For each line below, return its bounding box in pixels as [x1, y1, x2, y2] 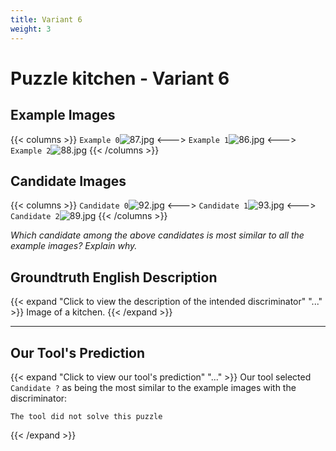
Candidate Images [10, 172, 127, 190]
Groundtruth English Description [10, 269, 218, 286]
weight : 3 [10, 24, 52, 34]
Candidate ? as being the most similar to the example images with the [10, 381, 297, 393]
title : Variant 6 [10, 14, 83, 25]
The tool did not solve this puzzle [10, 411, 163, 421]
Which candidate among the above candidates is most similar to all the [10, 229, 305, 241]
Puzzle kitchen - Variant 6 [10, 67, 230, 90]
